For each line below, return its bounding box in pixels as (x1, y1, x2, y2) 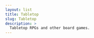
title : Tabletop (5, 12, 39, 17)
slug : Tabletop (5, 16, 37, 21)
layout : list (5, 7, 32, 12)
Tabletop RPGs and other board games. (9, 26, 91, 31)
